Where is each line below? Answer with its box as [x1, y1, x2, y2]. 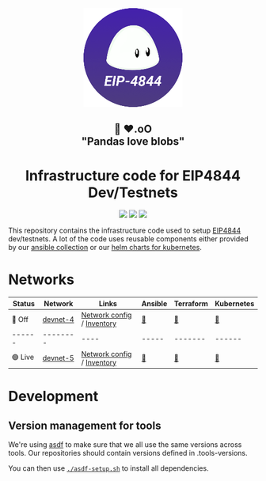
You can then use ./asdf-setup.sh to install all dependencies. [8, 464, 209, 473]
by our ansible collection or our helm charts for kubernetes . [8, 243, 202, 252]
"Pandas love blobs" [81, 134, 185, 149]
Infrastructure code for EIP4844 [25, 166, 241, 184]
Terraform [173, 298, 208, 308]
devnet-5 [42, 354, 74, 363]
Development [8, 388, 99, 406]
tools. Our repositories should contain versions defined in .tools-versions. [8, 449, 248, 458]
